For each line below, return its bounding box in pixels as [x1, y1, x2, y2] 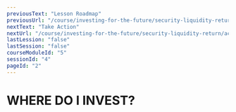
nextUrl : [6, 29, 32, 37]
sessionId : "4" [6, 56, 51, 63]
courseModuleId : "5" [6, 50, 68, 57]
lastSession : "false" [6, 43, 70, 50]
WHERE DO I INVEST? [6, 92, 135, 108]
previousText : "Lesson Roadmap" [6, 10, 101, 17]
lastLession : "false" [6, 36, 70, 43]
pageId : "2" [6, 62, 42, 69]
